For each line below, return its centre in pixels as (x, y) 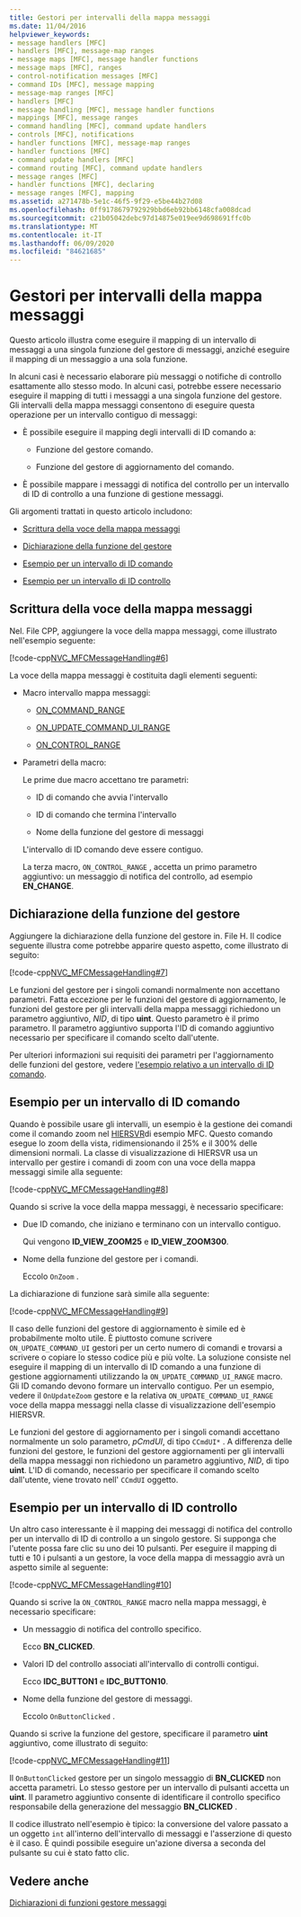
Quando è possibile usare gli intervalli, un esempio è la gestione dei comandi (151, 1123)
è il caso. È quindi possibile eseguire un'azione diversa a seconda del (138, 1843)
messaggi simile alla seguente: (66, 1171)
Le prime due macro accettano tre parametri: (105, 779)
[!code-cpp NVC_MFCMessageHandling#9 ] (89, 1311)
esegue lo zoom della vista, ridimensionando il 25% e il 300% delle (133, 1143)
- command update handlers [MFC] (72, 160)
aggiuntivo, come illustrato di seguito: (79, 1744)
